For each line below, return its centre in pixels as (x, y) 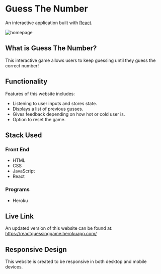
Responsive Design (36, 249)
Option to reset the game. (39, 119)
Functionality (26, 82)
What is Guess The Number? (51, 48)
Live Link (20, 216)
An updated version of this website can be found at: (59, 228)
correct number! (22, 65)
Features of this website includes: (40, 94)
